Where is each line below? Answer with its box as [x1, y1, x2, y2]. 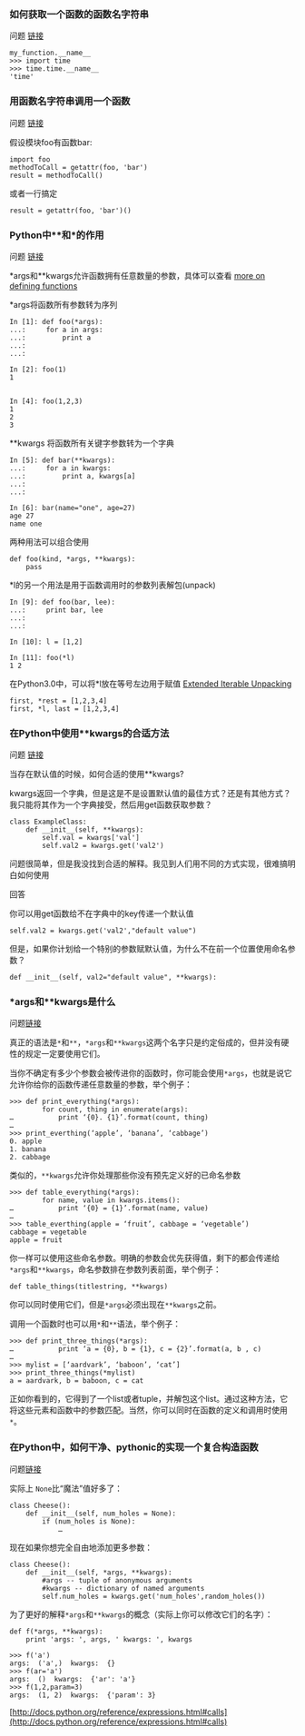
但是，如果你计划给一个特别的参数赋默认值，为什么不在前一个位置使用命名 [9, 943, 288, 954]
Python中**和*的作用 [9, 229, 104, 242]
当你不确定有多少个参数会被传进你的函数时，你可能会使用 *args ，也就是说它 [9, 1068, 292, 1079]
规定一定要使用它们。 [25, 1049, 105, 1060]
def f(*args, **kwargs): [9, 1627, 103, 1636]
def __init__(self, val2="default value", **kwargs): [9, 973, 218, 982]
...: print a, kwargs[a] [9, 471, 136, 480]
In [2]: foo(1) [9, 365, 67, 374]
